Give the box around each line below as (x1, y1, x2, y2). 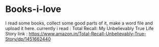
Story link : (5, 30, 28, 36)
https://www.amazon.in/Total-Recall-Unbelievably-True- (28, 30, 146, 36)
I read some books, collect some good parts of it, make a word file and (5, 20, 153, 26)
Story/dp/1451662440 (5, 36, 51, 42)
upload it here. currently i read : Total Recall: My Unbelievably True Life (5, 25, 154, 31)
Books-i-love (5, 3, 61, 15)
